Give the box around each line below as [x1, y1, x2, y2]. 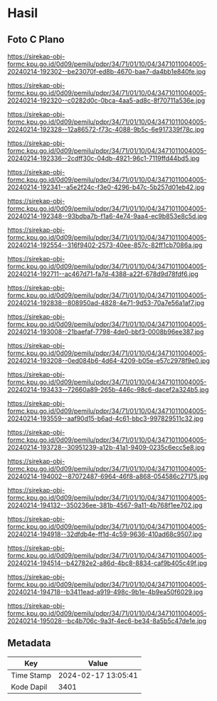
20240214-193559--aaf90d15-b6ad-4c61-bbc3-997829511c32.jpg [7, 414, 204, 423]
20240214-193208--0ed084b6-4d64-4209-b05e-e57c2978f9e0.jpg [7, 357, 210, 364]
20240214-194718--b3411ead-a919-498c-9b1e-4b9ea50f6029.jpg [7, 588, 203, 596]
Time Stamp [11, 670, 52, 680]
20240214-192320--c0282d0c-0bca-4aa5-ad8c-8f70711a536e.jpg [7, 96, 206, 105]
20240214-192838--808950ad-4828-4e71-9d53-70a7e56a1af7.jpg [7, 299, 205, 307]
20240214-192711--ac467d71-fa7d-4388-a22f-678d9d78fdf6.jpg [7, 270, 199, 278]
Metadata [7, 637, 51, 649]
